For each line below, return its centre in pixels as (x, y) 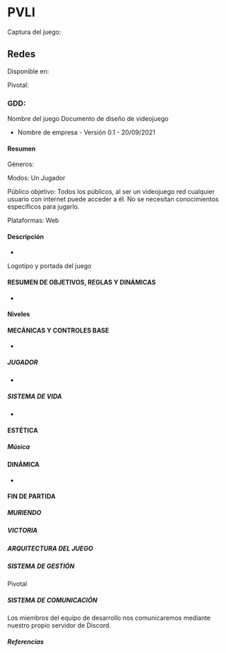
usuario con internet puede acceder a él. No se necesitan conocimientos (113, 200)
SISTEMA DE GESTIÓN (41, 566)
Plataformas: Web (33, 221)
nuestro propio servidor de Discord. (59, 625)
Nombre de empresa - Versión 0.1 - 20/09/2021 (86, 132)
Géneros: (20, 164)
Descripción (26, 236)
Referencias (26, 642)
